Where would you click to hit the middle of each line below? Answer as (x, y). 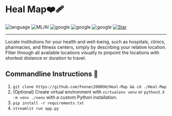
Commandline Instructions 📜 (52, 74)
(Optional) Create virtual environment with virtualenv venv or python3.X (89, 91)
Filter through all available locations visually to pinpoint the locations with (82, 52)
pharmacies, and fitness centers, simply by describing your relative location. (86, 47)
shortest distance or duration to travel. (46, 58)
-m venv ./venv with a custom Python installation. (65, 97)
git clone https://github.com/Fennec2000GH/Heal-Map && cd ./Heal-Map (90, 87)
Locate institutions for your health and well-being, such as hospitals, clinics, (85, 41)
